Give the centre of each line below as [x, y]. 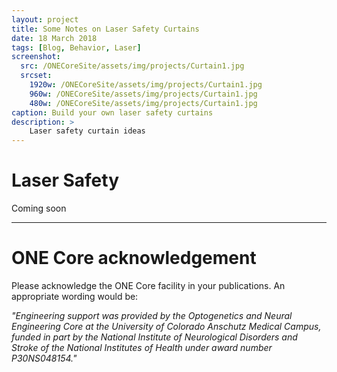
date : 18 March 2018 [54, 38]
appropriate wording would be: [75, 296]
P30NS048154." [44, 358]
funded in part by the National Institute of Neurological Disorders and [154, 337]
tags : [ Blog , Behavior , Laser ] [76, 47]
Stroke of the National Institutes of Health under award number [142, 347]
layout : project [45, 19]
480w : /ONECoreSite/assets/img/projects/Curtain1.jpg [143, 103]
